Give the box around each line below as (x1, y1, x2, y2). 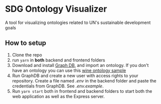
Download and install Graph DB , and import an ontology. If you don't (12, 62, 149, 68)
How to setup (5, 39, 46, 47)
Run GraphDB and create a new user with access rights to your (12, 72, 139, 79)
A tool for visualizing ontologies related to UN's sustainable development (5, 20, 151, 25)
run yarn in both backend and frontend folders (12, 57, 106, 63)
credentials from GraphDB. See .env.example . (12, 83, 104, 89)
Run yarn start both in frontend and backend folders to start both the (12, 88, 152, 94)
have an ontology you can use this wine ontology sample (12, 67, 126, 73)
